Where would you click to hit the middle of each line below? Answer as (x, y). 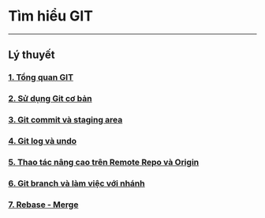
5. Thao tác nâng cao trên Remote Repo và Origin (104, 162)
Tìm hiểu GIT (50, 16)
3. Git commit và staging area (65, 120)
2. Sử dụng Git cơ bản (50, 99)
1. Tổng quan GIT (41, 77)
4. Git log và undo (43, 141)
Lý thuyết (32, 55)
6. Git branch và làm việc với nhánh (77, 183)
